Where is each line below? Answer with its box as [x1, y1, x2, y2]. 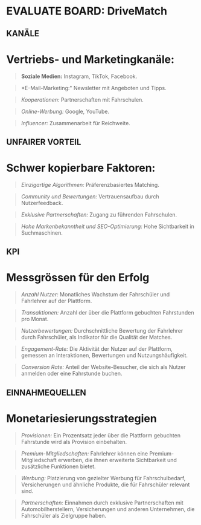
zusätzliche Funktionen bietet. [21, 463, 96, 470]
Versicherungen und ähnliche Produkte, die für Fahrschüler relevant [21, 481, 190, 488]
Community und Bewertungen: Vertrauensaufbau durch [21, 192, 160, 200]
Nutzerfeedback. [21, 199, 63, 206]
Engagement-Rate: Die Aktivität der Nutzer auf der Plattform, [21, 345, 173, 353]
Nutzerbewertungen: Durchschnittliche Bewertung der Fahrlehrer [21, 327, 183, 334]
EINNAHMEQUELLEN [6, 387, 86, 397]
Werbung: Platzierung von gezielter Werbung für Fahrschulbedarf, [21, 474, 186, 481]
